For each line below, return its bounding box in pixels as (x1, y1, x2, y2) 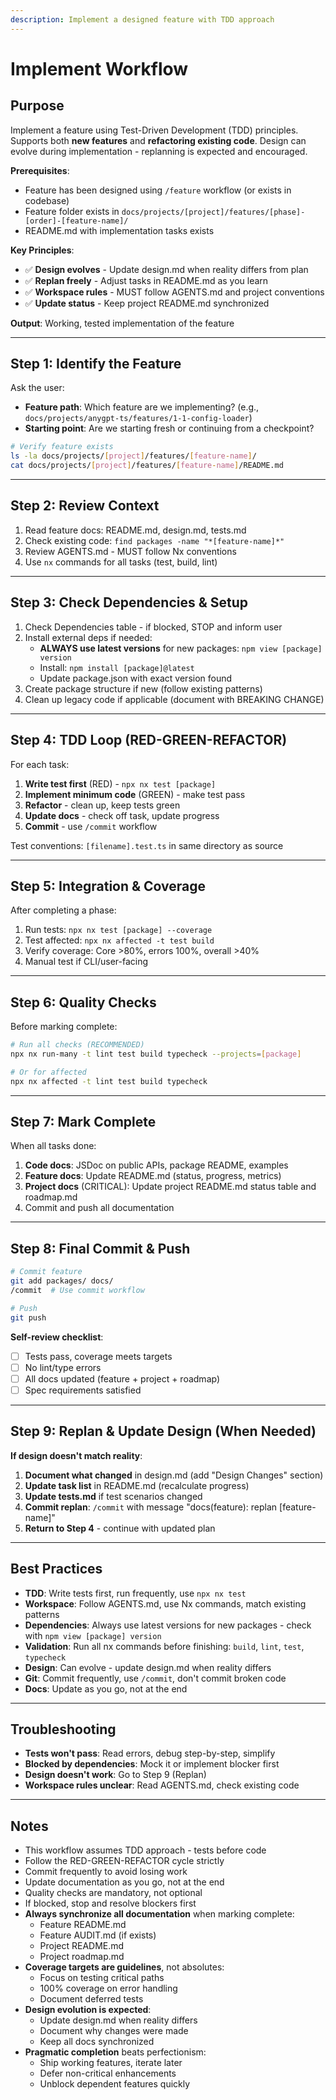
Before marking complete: (10, 1021, 118, 1033)
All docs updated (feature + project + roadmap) (24, 1372, 221, 1385)
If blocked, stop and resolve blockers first (24, 1897, 197, 1910)
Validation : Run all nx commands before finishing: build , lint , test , (24, 1640, 305, 1652)
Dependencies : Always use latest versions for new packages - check (24, 1619, 312, 1631)
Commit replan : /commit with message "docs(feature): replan (24, 1501, 278, 1513)
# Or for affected (10, 1067, 87, 1077)
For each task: (10, 758, 70, 770)
